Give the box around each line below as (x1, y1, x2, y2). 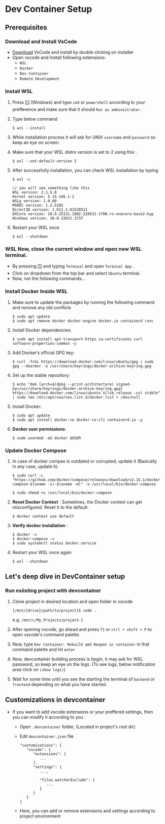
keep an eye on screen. (12, 139, 60, 145)
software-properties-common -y (12, 341, 77, 346)
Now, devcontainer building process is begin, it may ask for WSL (12, 656, 143, 662)
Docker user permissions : (12, 426, 66, 432)
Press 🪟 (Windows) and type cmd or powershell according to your (12, 99, 145, 105)
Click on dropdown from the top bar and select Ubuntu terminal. (12, 271, 141, 276)
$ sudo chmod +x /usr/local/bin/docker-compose (12, 491, 112, 496)
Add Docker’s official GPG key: (12, 350, 75, 356)
